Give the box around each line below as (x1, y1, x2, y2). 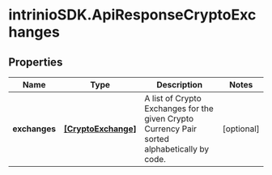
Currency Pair (144, 123, 197, 134)
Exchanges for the (144, 103, 214, 114)
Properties (8, 55, 63, 69)
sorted (144, 134, 170, 144)
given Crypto (144, 113, 194, 124)
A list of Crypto (144, 93, 202, 104)
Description (156, 79, 203, 90)
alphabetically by (144, 143, 209, 155)
